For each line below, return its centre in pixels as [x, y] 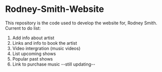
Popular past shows [32, 59]
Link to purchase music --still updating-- [54, 64]
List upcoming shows [34, 54]
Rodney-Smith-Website [54, 9]
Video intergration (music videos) [46, 48]
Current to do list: [23, 28]
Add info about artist [33, 38]
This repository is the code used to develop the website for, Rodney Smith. [81, 23]
